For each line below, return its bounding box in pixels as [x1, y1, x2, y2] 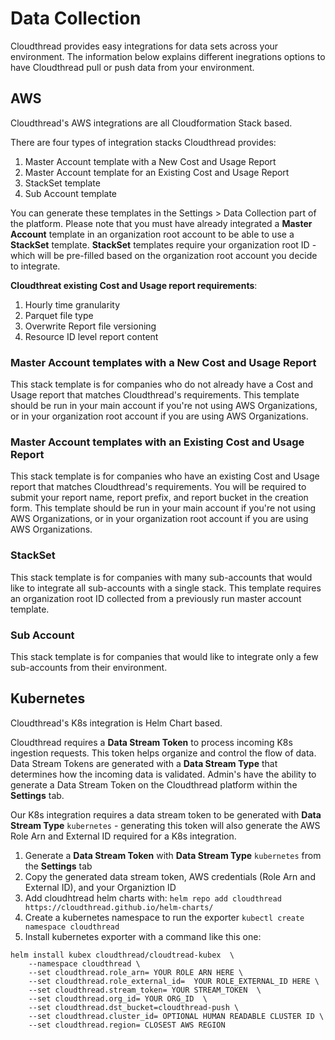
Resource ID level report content [24, 330, 159, 342]
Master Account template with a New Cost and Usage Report [24, 155, 277, 167]
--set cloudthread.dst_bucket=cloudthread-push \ [28, 1002, 240, 1012]
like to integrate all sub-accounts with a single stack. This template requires [10, 582, 322, 594]
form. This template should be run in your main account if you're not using [10, 502, 317, 514]
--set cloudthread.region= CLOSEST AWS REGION [28, 1020, 226, 1030]
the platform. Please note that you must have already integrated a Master [10, 217, 313, 229]
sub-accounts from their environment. [10, 661, 168, 673]
